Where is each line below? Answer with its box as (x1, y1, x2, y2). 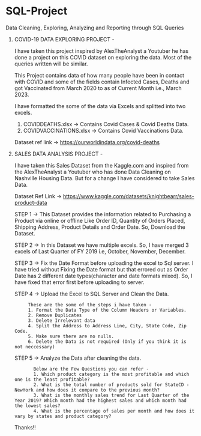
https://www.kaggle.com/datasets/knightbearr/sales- (62, 192, 194, 199)
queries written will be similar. (14, 60, 88, 67)
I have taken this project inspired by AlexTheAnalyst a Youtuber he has (14, 47, 189, 55)
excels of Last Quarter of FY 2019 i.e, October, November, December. (14, 247, 186, 255)
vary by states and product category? (14, 413, 112, 419)
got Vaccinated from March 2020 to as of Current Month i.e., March (14, 84, 182, 91)
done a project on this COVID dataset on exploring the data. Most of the (14, 53, 192, 61)
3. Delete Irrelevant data (28, 317, 95, 324)
